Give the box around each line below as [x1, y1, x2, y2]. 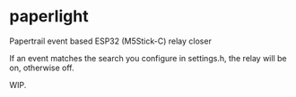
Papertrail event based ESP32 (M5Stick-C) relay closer [9, 36, 213, 46]
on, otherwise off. [9, 62, 74, 73]
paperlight [9, 6, 89, 27]
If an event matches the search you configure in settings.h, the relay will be [9, 53, 287, 63]
